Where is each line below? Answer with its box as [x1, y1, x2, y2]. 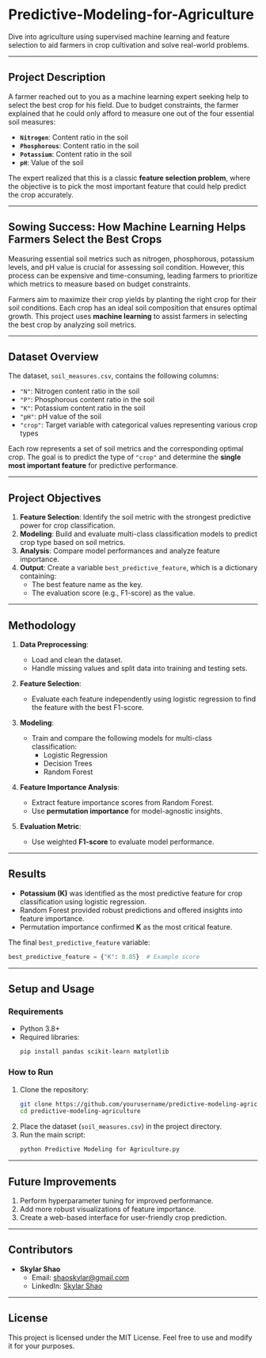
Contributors [8, 1243, 74, 1256]
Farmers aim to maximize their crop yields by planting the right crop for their [8, 294, 257, 304]
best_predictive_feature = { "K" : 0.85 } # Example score [8, 953, 200, 961]
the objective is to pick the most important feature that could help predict [8, 181, 247, 191]
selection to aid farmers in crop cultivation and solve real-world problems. [8, 40, 249, 49]
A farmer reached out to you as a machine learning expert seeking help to [8, 91, 249, 101]
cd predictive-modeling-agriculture [19, 1107, 141, 1115]
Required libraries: [19, 1033, 80, 1042]
